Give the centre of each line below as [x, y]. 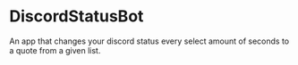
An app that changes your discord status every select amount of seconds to [149, 41]
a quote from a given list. [55, 50]
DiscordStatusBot [77, 16]
